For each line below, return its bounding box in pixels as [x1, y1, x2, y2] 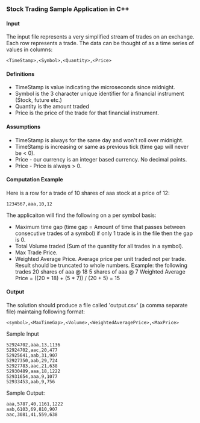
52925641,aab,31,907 [6, 352, 58, 359]
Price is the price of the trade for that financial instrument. [14, 109, 160, 116]
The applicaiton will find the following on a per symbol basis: [6, 211, 157, 219]
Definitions [6, 70, 35, 77]
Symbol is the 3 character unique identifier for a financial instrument [14, 90, 184, 98]
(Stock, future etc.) [14, 96, 62, 104]
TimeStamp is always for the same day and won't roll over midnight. [14, 136, 184, 143]
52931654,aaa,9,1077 [6, 373, 58, 380]
